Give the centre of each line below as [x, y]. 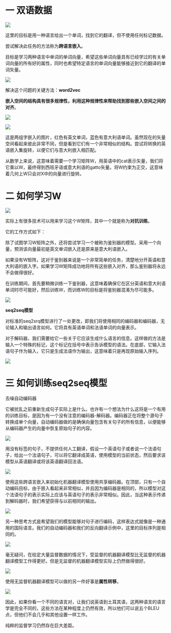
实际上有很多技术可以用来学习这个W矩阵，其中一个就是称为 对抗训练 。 [79, 221]
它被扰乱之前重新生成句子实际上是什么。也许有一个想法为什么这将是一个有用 [85, 409]
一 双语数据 [29, 10]
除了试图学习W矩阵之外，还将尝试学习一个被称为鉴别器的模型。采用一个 [81, 242]
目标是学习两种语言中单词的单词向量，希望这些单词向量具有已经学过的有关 [83, 57]
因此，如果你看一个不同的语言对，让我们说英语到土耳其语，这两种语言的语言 [85, 602]
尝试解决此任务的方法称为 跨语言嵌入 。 [45, 46]
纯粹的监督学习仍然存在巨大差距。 [41, 625]
